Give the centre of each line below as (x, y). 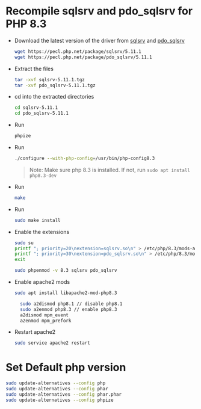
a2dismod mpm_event (44, 315)
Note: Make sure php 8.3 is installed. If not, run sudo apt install (110, 170)
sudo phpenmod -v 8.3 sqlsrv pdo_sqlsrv (66, 271)
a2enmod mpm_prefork (46, 321)
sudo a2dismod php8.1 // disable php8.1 (71, 304)
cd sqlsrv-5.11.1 (36, 108)
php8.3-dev (43, 176)
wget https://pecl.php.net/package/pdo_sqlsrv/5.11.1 (83, 57)
